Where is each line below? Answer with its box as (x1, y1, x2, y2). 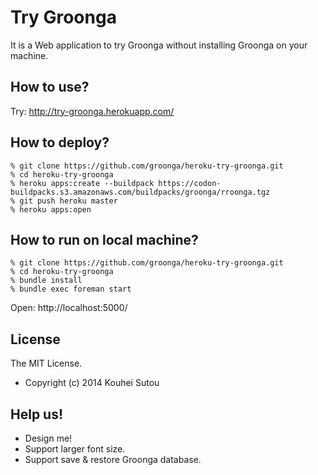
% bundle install (10, 276, 83, 286)
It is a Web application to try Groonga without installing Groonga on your (10, 39, 308, 51)
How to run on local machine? (10, 231, 199, 248)
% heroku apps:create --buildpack (10, 178, 155, 188)
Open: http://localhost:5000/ (10, 302, 128, 314)
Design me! (24, 432, 73, 444)
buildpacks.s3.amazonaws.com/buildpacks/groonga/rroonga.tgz (10, 187, 271, 197)
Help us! (10, 406, 64, 423)
